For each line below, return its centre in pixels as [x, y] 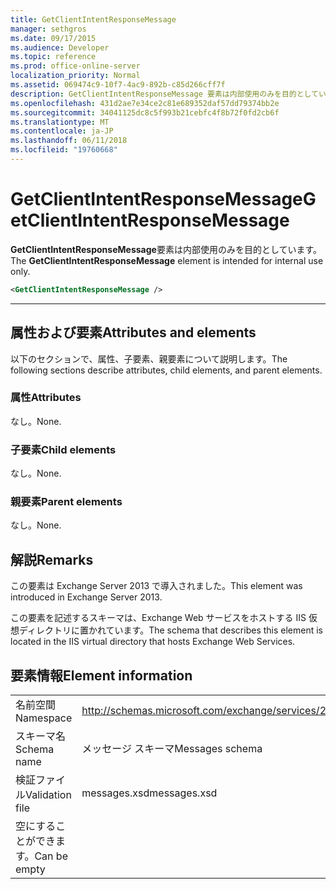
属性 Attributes [46, 398]
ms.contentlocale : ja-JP [62, 131]
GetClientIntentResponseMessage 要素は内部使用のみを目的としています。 [166, 249]
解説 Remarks [52, 559]
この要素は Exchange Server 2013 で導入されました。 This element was [156, 586]
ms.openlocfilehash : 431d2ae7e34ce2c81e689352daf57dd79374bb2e [145, 103]
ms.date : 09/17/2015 [53, 38]
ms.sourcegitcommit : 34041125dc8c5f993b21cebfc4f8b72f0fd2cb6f [145, 112]
